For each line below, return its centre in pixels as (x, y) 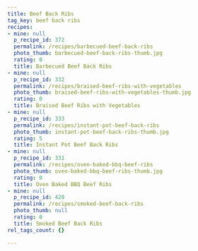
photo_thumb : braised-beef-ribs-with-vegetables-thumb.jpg (103, 92)
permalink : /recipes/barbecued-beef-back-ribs (83, 47)
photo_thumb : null (41, 211)
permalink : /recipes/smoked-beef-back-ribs (78, 204)
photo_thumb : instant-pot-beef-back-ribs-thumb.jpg (92, 132)
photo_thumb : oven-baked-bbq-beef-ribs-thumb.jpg (88, 171)
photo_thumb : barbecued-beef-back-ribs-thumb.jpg (88, 54)
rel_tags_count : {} (36, 230)
